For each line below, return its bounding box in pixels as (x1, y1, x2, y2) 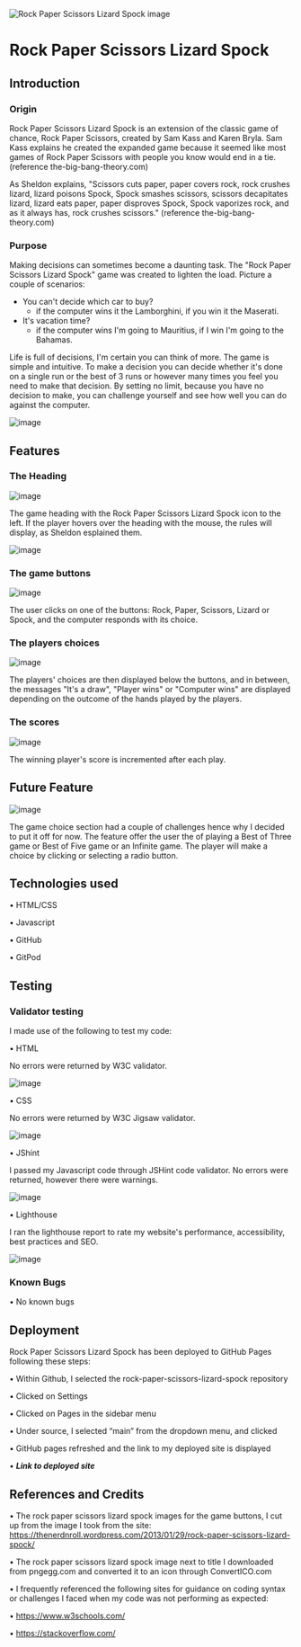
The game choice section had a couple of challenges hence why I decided (9, 821, 285, 832)
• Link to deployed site (9, 1461, 96, 1472)
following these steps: (9, 1356, 92, 1367)
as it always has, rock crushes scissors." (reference (9, 207, 200, 218)
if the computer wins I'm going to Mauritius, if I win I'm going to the (35, 325, 285, 336)
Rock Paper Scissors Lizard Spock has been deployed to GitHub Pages (9, 1347, 272, 1358)
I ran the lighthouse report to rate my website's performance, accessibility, (9, 1227, 286, 1238)
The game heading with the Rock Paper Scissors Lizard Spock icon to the (9, 508, 281, 519)
